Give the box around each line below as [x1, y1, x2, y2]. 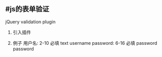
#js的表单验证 [5, 5, 50, 14]
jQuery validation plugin [5, 18, 56, 24]
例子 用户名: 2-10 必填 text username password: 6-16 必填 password [12, 40, 158, 46]
